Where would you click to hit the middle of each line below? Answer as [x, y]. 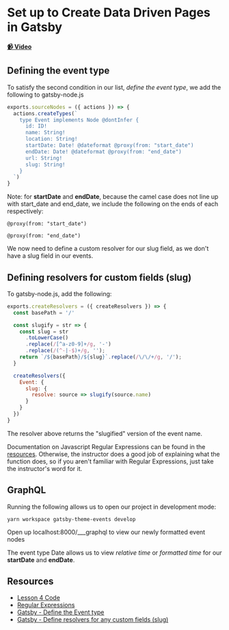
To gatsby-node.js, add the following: [59, 293]
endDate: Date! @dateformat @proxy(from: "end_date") [104, 152]
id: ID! [36, 126]
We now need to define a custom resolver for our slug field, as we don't [108, 249]
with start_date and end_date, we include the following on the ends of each [113, 204]
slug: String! [45, 165]
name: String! [45, 133]
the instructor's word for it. [45, 468]
